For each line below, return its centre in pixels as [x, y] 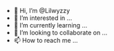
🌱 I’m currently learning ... [50, 25]
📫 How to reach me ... [46, 40]
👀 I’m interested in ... [43, 18]
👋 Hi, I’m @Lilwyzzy [42, 11]
